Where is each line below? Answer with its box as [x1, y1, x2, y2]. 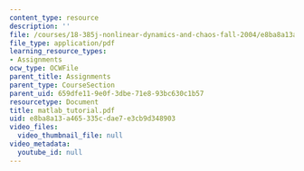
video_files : [9, 123, 59, 132]
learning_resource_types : [9, 47, 107, 56]
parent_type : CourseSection [9, 81, 116, 90]
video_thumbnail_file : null [17, 131, 124, 140]
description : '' [9, 22, 71, 31]
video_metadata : [9, 139, 71, 148]
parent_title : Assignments [9, 72, 111, 81]
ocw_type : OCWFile [9, 64, 79, 73]
